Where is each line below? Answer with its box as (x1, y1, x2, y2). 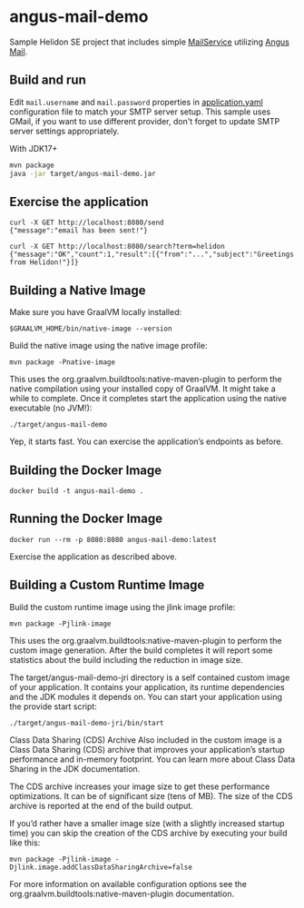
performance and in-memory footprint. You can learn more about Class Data (9, 754, 296, 765)
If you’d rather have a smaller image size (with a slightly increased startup (9, 817, 285, 828)
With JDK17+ (9, 143, 58, 153)
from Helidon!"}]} (9, 258, 79, 267)
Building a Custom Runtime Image (9, 577, 205, 593)
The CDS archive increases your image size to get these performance (9, 781, 270, 792)
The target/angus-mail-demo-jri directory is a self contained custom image (9, 672, 290, 683)
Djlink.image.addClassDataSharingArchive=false (9, 863, 193, 872)
